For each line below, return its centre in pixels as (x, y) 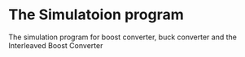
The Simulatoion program (96, 15)
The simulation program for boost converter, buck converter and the (123, 37)
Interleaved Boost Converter (56, 45)
